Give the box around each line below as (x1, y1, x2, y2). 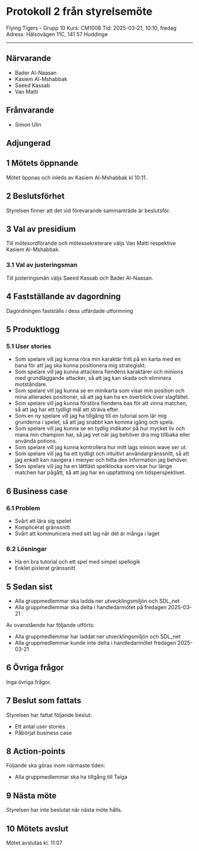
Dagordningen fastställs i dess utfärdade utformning (6, 307, 133, 314)
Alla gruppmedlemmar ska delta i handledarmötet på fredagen (14, 603, 167, 610)
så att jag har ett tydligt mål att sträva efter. (14, 406, 120, 413)
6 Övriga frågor (6, 663, 64, 673)
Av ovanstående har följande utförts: (6, 621, 95, 628)
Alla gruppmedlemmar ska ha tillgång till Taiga (14, 773, 127, 780)
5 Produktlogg (6, 324, 60, 334)
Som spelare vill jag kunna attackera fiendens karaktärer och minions (14, 368, 184, 375)
